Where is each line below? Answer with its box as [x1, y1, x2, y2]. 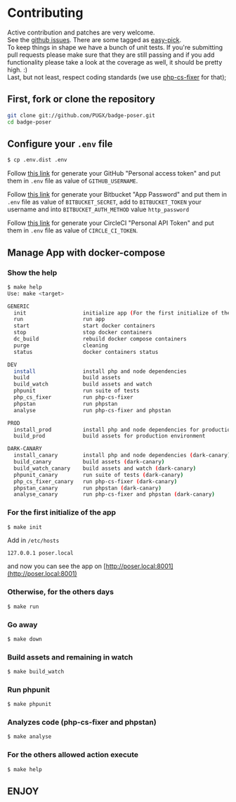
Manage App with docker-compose [7, 246, 166, 258]
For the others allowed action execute [7, 750, 139, 760]
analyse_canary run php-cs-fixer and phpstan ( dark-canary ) [13, 491, 216, 498]
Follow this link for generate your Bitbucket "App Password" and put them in [7, 190, 227, 199]
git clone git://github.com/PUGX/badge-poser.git [7, 112, 156, 119]
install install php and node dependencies [13, 367, 188, 375]
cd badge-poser [7, 118, 52, 126]
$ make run [7, 603, 39, 610]
